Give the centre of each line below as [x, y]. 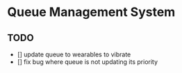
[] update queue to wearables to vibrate [74, 54]
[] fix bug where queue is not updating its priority [88, 62]
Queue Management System [91, 12]
